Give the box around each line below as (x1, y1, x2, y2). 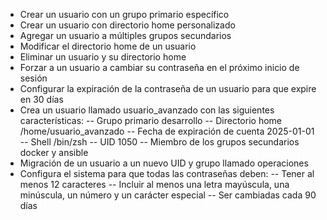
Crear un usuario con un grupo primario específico (19, 9, 230, 20)
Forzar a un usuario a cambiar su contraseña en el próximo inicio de (19, 62, 300, 73)
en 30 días (19, 94, 64, 105)
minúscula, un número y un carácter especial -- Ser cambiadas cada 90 (19, 189, 317, 201)
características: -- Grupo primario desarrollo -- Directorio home (19, 115, 282, 126)
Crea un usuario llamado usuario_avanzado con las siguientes (19, 104, 275, 116)
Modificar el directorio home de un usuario (19, 40, 197, 52)
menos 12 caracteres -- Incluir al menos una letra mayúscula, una (19, 179, 290, 190)
